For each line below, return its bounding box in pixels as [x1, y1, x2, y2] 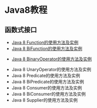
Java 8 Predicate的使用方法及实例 [11, 73, 80, 79]
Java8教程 [4, 4, 48, 16]
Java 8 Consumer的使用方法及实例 [11, 85, 82, 91]
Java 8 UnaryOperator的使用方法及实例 [11, 67, 92, 72]
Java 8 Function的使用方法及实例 [11, 40, 79, 45]
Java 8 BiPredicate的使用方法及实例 [11, 79, 84, 84]
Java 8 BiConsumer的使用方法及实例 [11, 91, 86, 97]
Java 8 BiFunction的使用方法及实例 [11, 46, 83, 52]
